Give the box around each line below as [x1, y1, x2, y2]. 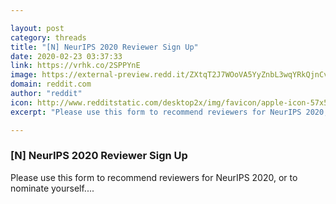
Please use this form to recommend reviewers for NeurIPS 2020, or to [10, 171, 298, 183]
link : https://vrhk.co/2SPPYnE [10, 61, 141, 71]
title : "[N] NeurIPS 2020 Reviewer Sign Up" [10, 42, 199, 52]
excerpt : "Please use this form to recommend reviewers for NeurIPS [10, 107, 302, 117]
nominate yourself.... [10, 182, 95, 194]
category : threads [10, 32, 87, 43]
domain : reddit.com [10, 79, 92, 90]
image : [10, 70, 38, 80]
